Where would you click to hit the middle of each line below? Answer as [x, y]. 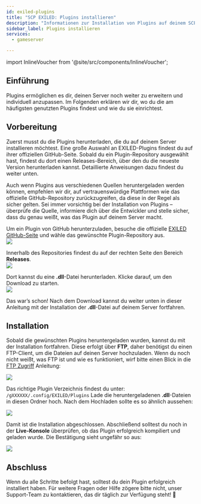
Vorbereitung [32, 127]
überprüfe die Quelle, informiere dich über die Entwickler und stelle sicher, [98, 210]
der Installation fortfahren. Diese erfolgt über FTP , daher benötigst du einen [99, 347]
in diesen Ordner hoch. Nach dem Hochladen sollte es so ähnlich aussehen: [100, 402]
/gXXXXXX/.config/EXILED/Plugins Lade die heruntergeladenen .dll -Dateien [99, 395]
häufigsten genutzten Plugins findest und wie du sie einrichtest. [85, 108]
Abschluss [27, 467]
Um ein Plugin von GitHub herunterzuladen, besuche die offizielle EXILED [97, 228]
